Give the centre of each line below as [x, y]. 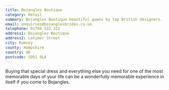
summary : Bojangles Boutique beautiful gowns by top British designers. [84, 19]
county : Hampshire [25, 48]
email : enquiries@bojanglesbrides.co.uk [49, 24]
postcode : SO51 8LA [26, 57]
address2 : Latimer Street [33, 38]
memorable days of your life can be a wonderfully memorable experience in [85, 77]
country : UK [18, 52]
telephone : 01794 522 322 [33, 29]
